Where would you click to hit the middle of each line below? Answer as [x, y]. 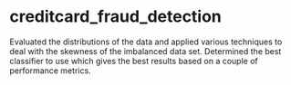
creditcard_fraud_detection [115, 17]
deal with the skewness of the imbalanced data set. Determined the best [145, 51]
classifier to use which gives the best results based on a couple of [134, 61]
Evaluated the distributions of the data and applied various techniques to [146, 42]
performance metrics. [50, 71]
